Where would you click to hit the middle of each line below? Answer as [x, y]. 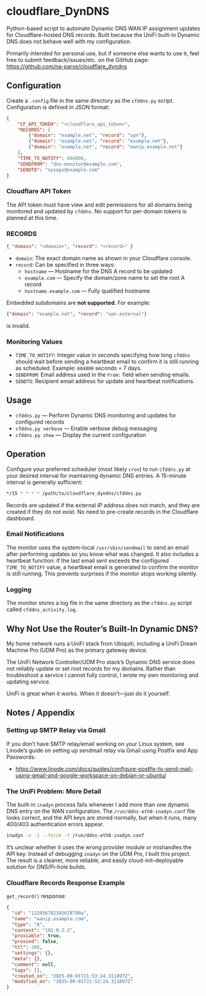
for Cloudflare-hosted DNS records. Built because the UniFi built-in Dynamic [103, 34]
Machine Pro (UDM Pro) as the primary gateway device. [77, 650]
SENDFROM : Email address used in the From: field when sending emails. [103, 375]
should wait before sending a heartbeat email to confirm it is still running [107, 362]
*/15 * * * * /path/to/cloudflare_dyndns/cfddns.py [74, 493]
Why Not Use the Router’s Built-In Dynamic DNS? [102, 629]
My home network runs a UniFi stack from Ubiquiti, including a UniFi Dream [102, 643]
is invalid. [18, 326]
